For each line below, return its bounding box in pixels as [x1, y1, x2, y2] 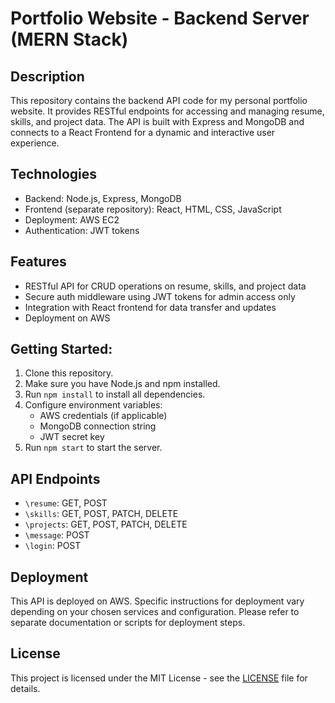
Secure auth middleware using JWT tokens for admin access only [24, 290, 296, 302]
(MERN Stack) [10, 28, 129, 51]
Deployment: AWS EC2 [24, 213, 120, 226]
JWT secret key [39, 431, 105, 443]
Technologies [10, 166, 98, 183]
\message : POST [24, 529, 90, 541]
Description [10, 68, 85, 85]
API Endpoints [10, 470, 101, 487]
